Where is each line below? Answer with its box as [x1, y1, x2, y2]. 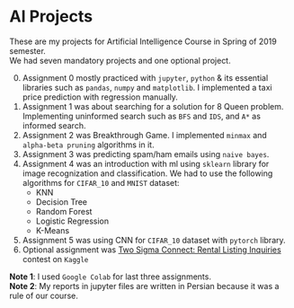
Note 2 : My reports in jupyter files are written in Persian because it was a [9, 280, 280, 291]
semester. [9, 45, 47, 56]
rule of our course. [9, 290, 78, 301]
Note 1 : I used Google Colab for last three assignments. [9, 271, 211, 282]
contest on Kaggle [22, 253, 89, 264]
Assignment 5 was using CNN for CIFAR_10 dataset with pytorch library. [22, 234, 286, 245]
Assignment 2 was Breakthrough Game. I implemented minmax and [22, 129, 267, 140]
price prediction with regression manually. [22, 92, 178, 102]
